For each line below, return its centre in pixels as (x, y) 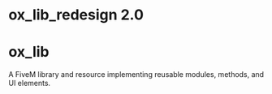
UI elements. (30, 83)
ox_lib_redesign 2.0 (76, 15)
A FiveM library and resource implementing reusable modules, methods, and (136, 75)
